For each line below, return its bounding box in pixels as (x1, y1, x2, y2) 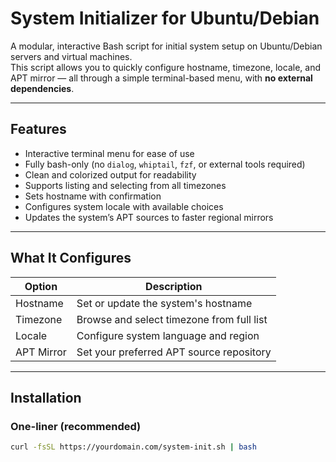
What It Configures (10, 250, 132, 267)
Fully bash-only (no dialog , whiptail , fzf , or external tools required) (24, 158, 306, 170)
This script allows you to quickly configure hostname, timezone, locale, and (10, 61, 321, 73)
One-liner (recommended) (10, 419, 142, 433)
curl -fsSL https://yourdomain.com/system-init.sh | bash (10, 442, 257, 452)
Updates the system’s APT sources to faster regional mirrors (24, 211, 274, 223)
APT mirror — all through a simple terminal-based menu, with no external (10, 72, 313, 84)
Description (145, 279, 203, 293)
